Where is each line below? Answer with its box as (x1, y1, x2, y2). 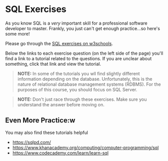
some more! (5, 31, 30, 37)
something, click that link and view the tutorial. (5, 61, 101, 67)
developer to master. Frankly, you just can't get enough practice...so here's (5, 25, 160, 31)
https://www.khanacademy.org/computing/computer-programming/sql (12, 144, 159, 150)
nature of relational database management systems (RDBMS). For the (17, 81, 161, 87)
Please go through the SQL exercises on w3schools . (5, 40, 113, 46)
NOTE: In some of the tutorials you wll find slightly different (17, 70, 140, 76)
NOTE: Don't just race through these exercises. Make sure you (17, 96, 147, 102)
